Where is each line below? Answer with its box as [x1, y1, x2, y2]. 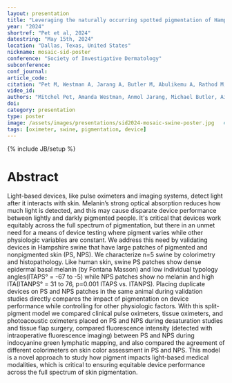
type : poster [7, 113, 45, 120]
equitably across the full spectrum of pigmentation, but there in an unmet [7, 221, 215, 230]
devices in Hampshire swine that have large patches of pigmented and [7, 243, 208, 252]
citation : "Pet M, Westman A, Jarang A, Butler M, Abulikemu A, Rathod [7, 81, 217, 88]
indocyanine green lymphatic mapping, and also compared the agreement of [7, 339, 226, 347]
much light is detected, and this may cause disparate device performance [7, 207, 217, 215]
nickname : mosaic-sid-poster [7, 49, 91, 56]
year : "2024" [7, 23, 45, 30]
